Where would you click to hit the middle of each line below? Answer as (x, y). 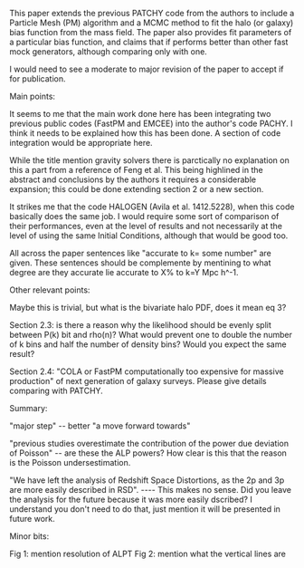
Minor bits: (29, 536)
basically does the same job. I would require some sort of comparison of (144, 216)
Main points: (33, 96)
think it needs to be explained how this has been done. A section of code (145, 133)
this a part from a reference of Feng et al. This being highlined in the (137, 170)
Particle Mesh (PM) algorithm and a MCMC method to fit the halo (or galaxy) (152, 23)
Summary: (28, 408)
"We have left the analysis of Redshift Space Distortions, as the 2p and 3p (147, 480)
